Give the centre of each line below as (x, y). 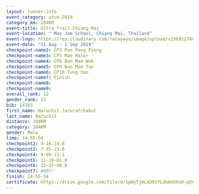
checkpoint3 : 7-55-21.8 (36, 149)
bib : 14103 (20, 105)
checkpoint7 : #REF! (30, 171)
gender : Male (22, 133)
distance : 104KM (26, 122)
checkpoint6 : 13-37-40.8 (37, 166)
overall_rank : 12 (28, 94)
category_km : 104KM (30, 22)
